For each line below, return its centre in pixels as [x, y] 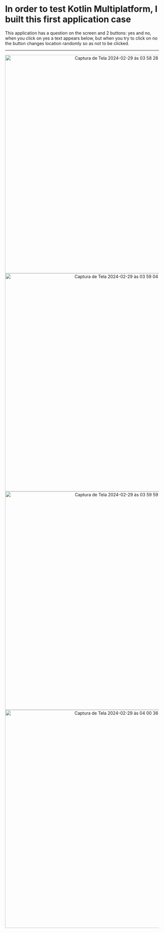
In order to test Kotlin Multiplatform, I [81, 9]
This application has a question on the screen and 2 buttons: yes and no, [78, 33]
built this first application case [68, 19]
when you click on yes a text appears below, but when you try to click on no [81, 38]
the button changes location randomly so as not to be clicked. [67, 43]
